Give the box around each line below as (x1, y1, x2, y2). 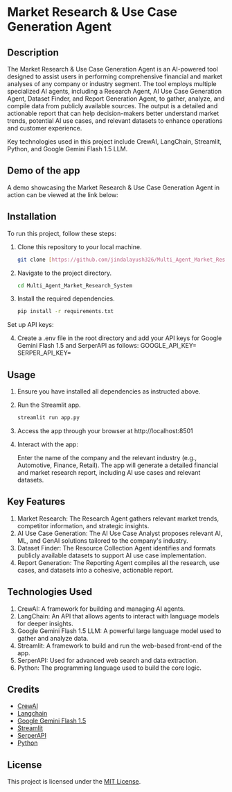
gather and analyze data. (17, 634, 89, 642)
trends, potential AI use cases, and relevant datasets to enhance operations (7, 117, 223, 125)
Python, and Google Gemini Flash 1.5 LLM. (7, 145, 128, 153)
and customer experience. (7, 124, 82, 132)
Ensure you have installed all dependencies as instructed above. (17, 387, 201, 396)
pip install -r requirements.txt (17, 308, 114, 315)
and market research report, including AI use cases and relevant (17, 468, 201, 476)
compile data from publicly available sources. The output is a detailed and (7, 102, 218, 110)
